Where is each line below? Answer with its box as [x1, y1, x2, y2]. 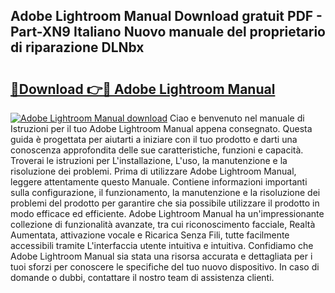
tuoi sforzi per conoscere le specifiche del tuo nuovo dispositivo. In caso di [10, 261, 320, 273]
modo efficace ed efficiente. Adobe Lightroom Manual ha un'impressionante [10, 208, 325, 219]
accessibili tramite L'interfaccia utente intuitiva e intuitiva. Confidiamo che [10, 240, 314, 251]
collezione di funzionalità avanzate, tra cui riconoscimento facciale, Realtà [10, 219, 316, 230]
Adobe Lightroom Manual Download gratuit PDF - [10, 8, 323, 25]
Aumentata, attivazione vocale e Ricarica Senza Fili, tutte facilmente [10, 229, 290, 241]
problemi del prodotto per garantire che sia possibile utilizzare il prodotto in [10, 197, 320, 209]
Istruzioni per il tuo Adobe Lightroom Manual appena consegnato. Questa [10, 123, 313, 134]
